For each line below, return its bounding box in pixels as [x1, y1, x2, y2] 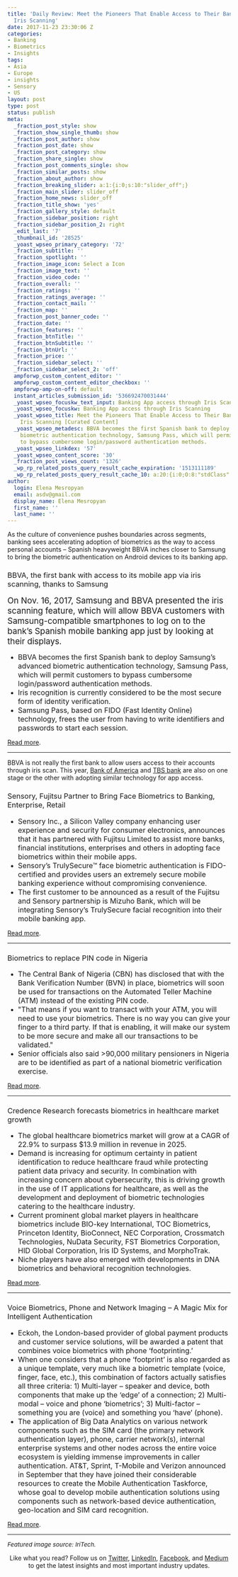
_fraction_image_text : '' [13, 267, 91, 274]
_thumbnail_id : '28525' [13, 234, 84, 241]
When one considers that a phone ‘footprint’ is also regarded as [17, 1354, 230, 1364]
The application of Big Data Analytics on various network [17, 1416, 208, 1426]
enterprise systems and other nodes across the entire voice [17, 1442, 217, 1452]
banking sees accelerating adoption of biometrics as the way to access [7, 537, 215, 546]
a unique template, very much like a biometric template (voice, [17, 1363, 226, 1373]
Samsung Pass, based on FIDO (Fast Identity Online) [17, 705, 193, 715]
